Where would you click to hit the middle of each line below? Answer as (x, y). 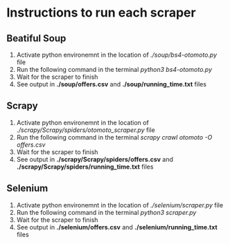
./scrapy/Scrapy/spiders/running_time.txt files (85, 167)
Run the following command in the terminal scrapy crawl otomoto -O (114, 137)
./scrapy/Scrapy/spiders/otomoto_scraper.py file (86, 130)
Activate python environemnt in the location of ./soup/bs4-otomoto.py (117, 55)
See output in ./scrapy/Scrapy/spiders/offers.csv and (95, 159)
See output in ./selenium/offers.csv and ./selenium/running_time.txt (117, 227)
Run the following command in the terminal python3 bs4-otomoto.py (114, 69)
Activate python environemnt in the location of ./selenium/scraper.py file (120, 205)
